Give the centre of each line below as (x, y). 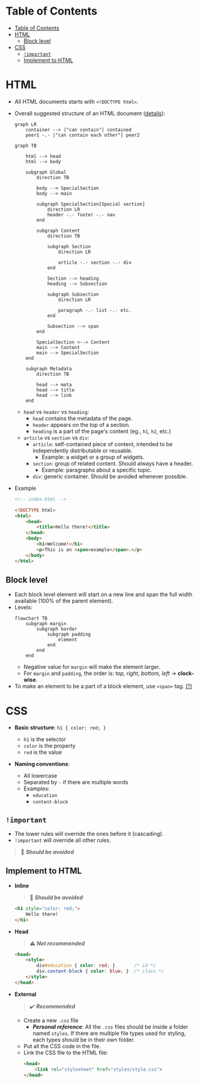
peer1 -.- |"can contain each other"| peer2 (83, 135)
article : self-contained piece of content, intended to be (103, 444)
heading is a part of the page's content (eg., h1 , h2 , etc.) (102, 431)
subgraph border (57, 629)
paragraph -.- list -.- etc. (95, 310)
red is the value (43, 752)
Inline (22, 886)
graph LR (25, 124)
